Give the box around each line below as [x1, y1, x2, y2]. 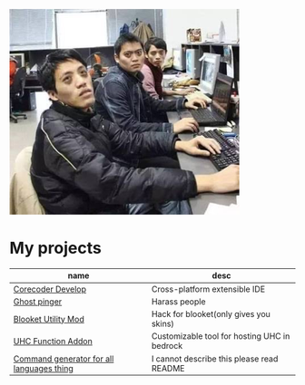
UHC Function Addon [13, 335, 93, 346]
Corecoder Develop [13, 284, 87, 294]
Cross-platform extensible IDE [151, 284, 266, 294]
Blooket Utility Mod [13, 313, 84, 324]
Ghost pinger [13, 295, 63, 307]
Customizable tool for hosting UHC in [151, 331, 290, 342]
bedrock [151, 341, 183, 351]
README [151, 362, 185, 373]
